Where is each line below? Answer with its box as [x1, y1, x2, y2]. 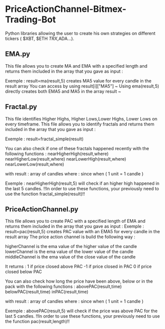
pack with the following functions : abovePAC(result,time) [5, 284, 122, 289]
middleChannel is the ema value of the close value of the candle [5, 254, 136, 260]
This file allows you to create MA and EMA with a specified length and [5, 63, 148, 69]
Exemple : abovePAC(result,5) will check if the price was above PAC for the [5, 308, 158, 314]
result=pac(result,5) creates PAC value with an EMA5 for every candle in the [5, 229, 160, 235]
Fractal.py [5, 103, 37, 111]
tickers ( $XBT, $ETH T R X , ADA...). [5, 36, 75, 41]
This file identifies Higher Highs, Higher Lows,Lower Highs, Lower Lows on [5, 116, 158, 122]
